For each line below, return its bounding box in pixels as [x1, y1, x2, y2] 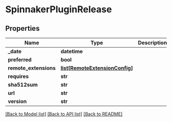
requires [8, 73, 29, 80]
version [8, 98, 27, 105]
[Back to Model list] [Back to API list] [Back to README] [5, 111, 123, 117]
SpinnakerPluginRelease [5, 4, 112, 15]
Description [138, 39, 167, 46]
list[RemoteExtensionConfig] [60, 65, 133, 71]
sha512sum [8, 81, 38, 88]
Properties [5, 24, 40, 33]
